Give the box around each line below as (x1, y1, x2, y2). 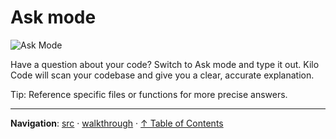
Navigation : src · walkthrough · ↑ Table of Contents (10, 117, 224, 129)
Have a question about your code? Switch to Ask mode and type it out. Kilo (10, 58, 320, 70)
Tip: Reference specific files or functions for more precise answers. (10, 88, 288, 100)
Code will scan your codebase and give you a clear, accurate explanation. (10, 69, 315, 81)
